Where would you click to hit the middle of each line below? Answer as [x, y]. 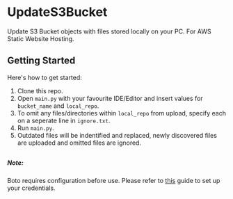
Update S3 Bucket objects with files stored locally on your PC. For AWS [109, 31]
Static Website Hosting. [41, 38]
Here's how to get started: [45, 77]
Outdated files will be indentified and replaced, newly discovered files [117, 135]
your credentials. [31, 188]
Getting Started [41, 61]
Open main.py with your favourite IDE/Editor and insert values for [110, 98]
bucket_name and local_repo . [58, 106]
